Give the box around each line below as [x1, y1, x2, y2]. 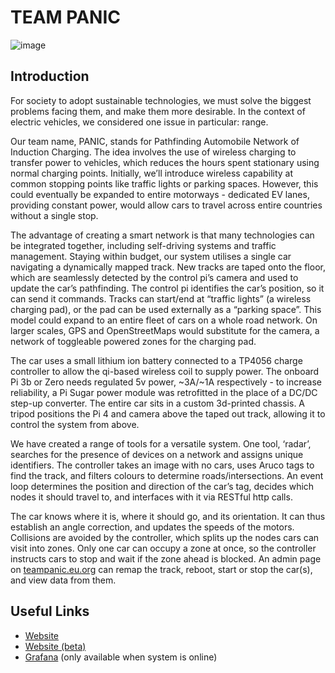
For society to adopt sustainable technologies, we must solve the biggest [10, 94, 312, 106]
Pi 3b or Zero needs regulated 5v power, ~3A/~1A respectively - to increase [10, 376, 323, 388]
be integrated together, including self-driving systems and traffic [10, 239, 277, 251]
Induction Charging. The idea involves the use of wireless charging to [10, 146, 297, 158]
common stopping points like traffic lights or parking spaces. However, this [10, 177, 319, 190]
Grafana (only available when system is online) [24, 651, 218, 663]
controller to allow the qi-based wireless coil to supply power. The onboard [10, 365, 320, 377]
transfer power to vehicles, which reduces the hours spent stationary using [10, 156, 320, 168]
